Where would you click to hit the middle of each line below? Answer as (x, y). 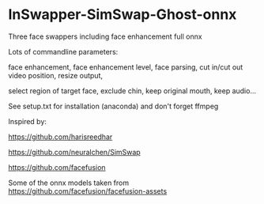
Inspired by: (28, 121)
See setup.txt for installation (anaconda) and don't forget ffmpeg (113, 106)
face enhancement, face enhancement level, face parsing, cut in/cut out (126, 67)
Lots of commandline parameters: (63, 51)
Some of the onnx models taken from (68, 183)
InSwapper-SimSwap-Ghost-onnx (123, 15)
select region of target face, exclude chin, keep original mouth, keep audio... (132, 91)
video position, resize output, (56, 75)
